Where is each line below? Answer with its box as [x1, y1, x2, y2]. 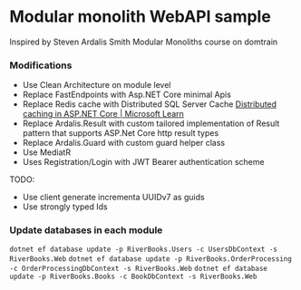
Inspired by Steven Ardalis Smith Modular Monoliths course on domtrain [9, 36, 278, 47]
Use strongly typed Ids [22, 201, 108, 212]
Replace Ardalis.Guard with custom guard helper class [22, 138, 225, 149]
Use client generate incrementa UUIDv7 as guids [22, 192, 206, 203]
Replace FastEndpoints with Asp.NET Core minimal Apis [22, 89, 231, 101]
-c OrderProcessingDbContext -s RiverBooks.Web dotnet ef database [9, 264, 267, 273]
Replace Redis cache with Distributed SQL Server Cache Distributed [22, 99, 277, 110]
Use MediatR [22, 147, 71, 158]
